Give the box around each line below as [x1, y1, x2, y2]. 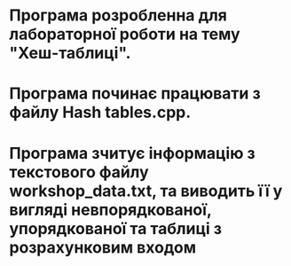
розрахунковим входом [9, 237, 197, 257]
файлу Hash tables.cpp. [9, 103, 192, 122]
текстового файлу [9, 161, 149, 182]
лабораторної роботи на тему [9, 24, 241, 44]
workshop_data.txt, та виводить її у [9, 181, 283, 200]
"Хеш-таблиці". [9, 43, 131, 63]
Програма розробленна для [9, 5, 228, 26]
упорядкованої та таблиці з [9, 218, 223, 239]
